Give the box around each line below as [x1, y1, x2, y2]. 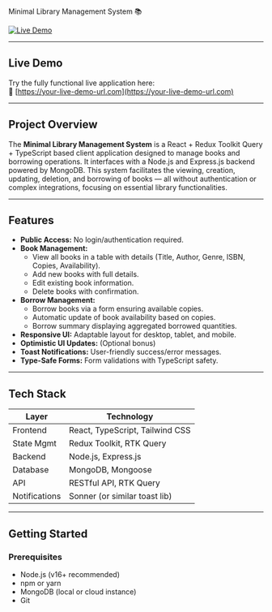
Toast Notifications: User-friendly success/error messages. [19, 347, 222, 357]
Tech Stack [8, 386, 66, 400]
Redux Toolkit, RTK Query [68, 437, 167, 449]
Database [12, 464, 49, 476]
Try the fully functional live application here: [8, 78, 155, 88]
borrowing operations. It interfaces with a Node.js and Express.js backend [8, 157, 255, 166]
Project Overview [8, 118, 98, 131]
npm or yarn [19, 578, 62, 588]
